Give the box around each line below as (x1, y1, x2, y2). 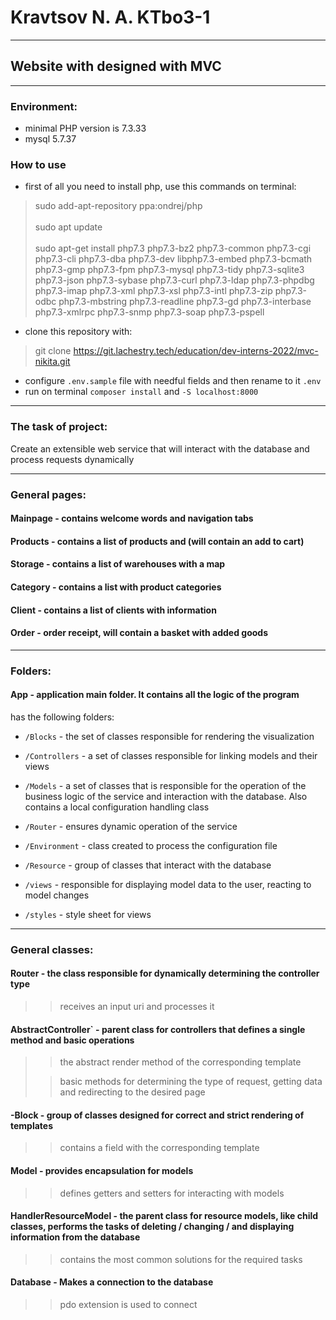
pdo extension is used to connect (59, 1299, 198, 1310)
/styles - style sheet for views (24, 908, 152, 920)
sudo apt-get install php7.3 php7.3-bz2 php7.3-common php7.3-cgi (34, 242, 312, 255)
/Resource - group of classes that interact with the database (24, 859, 272, 871)
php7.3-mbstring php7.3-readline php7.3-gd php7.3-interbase (58, 296, 312, 308)
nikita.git (34, 356, 71, 368)
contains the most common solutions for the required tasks (59, 1253, 303, 1265)
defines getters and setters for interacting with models (59, 1187, 285, 1199)
